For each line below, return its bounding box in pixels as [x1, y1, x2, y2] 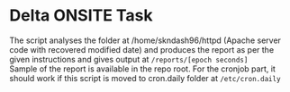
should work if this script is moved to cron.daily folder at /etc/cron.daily [9, 72, 281, 83]
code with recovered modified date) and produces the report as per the [9, 44, 275, 54]
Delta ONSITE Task [9, 5, 153, 26]
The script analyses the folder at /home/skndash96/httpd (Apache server [9, 35, 282, 46]
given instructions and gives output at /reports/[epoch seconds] [9, 54, 249, 64]
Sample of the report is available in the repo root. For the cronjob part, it [9, 63, 276, 74]
